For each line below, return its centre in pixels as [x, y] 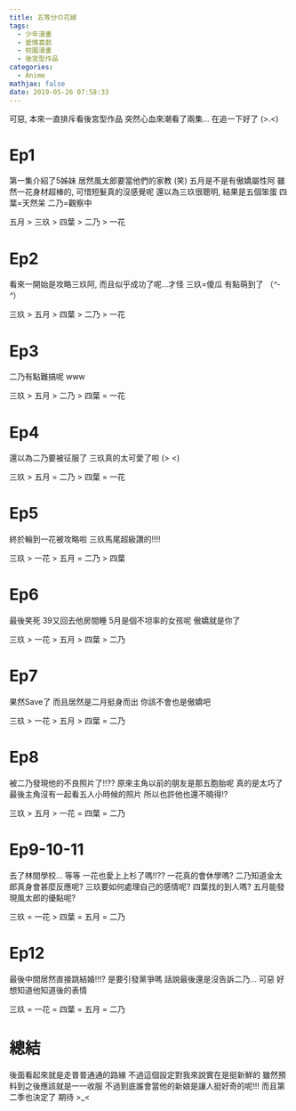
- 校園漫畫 [35, 51]
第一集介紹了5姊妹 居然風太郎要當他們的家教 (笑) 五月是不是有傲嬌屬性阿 [142, 181]
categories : [31, 68]
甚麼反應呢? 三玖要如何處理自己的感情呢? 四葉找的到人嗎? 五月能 [158, 886]
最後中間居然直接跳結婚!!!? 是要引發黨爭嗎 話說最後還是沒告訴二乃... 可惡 [142, 979]
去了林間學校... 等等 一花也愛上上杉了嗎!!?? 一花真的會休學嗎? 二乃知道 [138, 875]
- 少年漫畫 [35, 34]
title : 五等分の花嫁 [43, 17]
